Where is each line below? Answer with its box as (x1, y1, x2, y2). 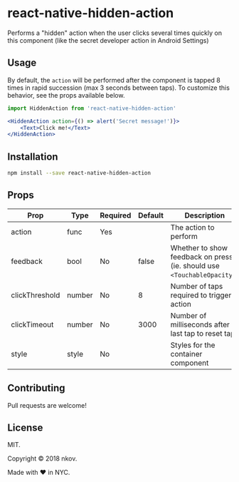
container (170, 349, 203, 359)
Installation (7, 150, 58, 163)
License (7, 421, 43, 434)
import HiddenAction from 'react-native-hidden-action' (7, 105, 176, 112)
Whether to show (170, 242, 228, 252)
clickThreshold (11, 290, 60, 300)
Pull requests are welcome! (7, 401, 87, 409)
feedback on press (170, 252, 233, 262)
